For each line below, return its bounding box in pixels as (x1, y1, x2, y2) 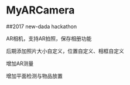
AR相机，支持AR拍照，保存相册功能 (6, 35, 92, 42)
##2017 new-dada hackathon (6, 23, 77, 30)
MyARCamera (6, 4, 75, 17)
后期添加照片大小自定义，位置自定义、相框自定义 (6, 47, 124, 55)
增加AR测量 (6, 60, 34, 67)
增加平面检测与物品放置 (6, 72, 63, 79)
